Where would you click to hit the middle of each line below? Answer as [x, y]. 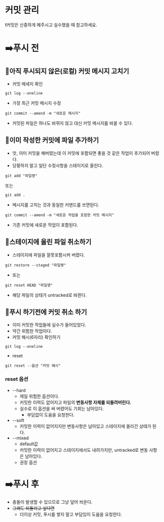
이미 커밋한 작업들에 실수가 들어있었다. [49, 325]
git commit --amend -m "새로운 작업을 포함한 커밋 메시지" [60, 215]
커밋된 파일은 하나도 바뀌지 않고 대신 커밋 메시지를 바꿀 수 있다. [72, 123]
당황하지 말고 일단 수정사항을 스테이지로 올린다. [58, 165]
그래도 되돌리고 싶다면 [33, 508]
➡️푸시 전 [22, 48]
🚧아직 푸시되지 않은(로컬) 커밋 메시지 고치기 [67, 71]
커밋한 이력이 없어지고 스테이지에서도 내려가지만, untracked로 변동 [84, 450]
